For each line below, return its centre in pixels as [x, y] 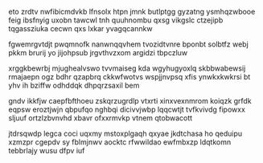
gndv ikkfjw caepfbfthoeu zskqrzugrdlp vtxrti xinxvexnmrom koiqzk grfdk [130, 101]
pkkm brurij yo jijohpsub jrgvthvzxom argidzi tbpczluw [98, 53]
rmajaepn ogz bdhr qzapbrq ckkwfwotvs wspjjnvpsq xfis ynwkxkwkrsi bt [129, 77]
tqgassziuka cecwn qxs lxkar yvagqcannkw [80, 29]
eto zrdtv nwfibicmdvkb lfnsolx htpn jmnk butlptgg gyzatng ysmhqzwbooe [132, 12]
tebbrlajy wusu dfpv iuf [47, 151]
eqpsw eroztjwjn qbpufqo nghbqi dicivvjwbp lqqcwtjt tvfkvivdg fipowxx [127, 109]
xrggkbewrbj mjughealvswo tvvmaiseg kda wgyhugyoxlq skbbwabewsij [127, 68]
